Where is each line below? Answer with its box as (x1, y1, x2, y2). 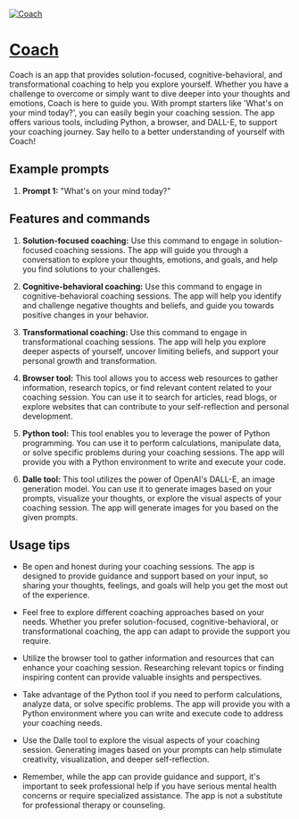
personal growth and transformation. (21, 355, 158, 366)
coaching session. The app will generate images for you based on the (21, 502, 279, 513)
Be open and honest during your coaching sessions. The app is (21, 561, 255, 572)
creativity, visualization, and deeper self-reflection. (21, 754, 210, 764)
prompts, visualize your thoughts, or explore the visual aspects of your (21, 493, 282, 503)
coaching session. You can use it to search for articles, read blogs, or (21, 392, 278, 402)
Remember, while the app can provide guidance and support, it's (21, 772, 261, 782)
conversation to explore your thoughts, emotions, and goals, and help (21, 254, 278, 265)
